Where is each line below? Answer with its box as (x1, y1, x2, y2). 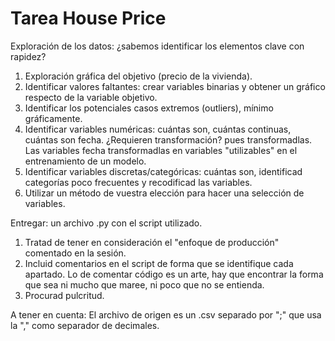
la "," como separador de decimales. (10, 319, 160, 331)
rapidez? (10, 50, 47, 62)
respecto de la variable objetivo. (24, 91, 158, 103)
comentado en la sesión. (24, 247, 127, 259)
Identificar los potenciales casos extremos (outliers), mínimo (24, 102, 274, 114)
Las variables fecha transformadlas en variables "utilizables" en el (24, 144, 298, 156)
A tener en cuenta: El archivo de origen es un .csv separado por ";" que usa (10, 308, 322, 321)
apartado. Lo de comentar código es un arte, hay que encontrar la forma (24, 268, 324, 280)
